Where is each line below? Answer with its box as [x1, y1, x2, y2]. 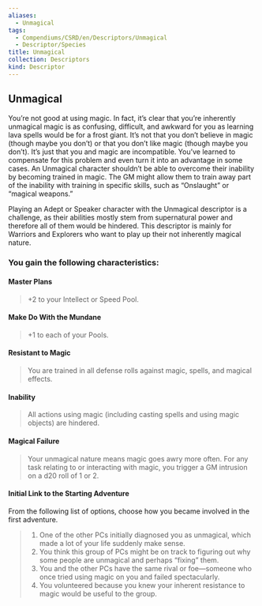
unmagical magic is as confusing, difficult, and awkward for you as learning [8, 122, 254, 131]
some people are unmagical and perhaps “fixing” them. [39, 555, 219, 565]
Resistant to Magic [8, 348, 71, 358]
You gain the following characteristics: [8, 258, 159, 269]
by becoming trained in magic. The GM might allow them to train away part [8, 171, 251, 182]
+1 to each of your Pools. [27, 329, 109, 340]
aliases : [8, 11, 37, 20]
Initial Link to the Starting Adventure [8, 489, 129, 499]
